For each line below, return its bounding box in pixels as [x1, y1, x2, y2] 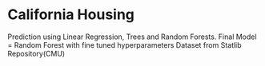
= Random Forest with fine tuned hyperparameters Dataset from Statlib [7, 40, 242, 49]
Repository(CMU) [7, 49, 66, 58]
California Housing [7, 6, 135, 24]
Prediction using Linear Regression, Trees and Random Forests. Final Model [7, 32, 257, 41]
